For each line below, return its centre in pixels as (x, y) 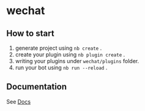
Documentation (37, 87)
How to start (30, 33)
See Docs (19, 101)
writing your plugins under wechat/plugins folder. (77, 61)
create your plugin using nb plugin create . (70, 55)
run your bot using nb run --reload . (61, 67)
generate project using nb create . (58, 48)
